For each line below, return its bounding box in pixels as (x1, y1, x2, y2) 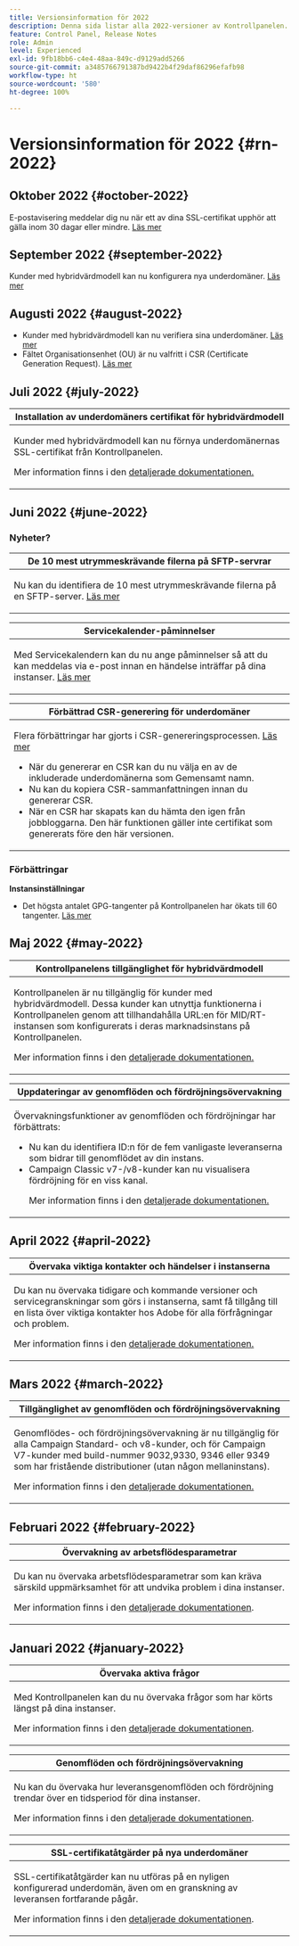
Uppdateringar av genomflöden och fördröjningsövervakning (17, 1085, 282, 1098)
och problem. (13, 1317, 69, 1330)
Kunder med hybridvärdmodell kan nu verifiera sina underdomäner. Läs (21, 330, 284, 341)
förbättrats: (13, 1120, 61, 1133)
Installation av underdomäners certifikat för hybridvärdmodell (14, 410, 285, 423)
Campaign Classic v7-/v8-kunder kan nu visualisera (28, 1163, 251, 1175)
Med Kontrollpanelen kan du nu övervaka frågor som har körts (13, 1691, 273, 1703)
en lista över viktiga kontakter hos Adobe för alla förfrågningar (13, 1306, 273, 1318)
